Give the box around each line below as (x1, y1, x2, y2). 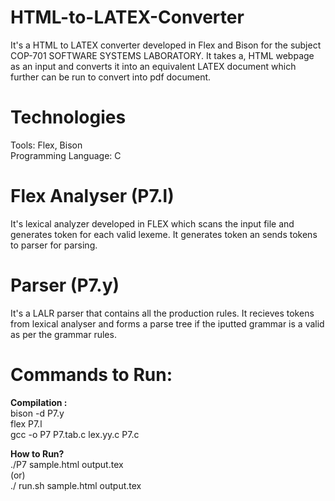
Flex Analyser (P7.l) (10, 185, 175, 208)
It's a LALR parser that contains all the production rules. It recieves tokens (10, 307, 315, 319)
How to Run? (10, 447, 65, 460)
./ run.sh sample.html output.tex (10, 479, 142, 491)
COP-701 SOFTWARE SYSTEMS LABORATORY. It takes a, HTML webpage (10, 49, 315, 61)
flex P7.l (10, 417, 43, 430)
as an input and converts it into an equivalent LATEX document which (10, 60, 297, 72)
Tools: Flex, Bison (10, 139, 83, 151)
